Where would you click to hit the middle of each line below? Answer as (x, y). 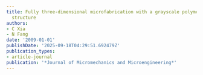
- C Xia (16, 29)
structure (24, 18)
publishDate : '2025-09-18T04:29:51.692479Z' (63, 46)
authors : (17, 23)
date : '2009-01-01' (31, 40)
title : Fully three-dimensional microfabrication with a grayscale (93, 12)
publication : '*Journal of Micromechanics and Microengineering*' (92, 62)
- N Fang (17, 34)
